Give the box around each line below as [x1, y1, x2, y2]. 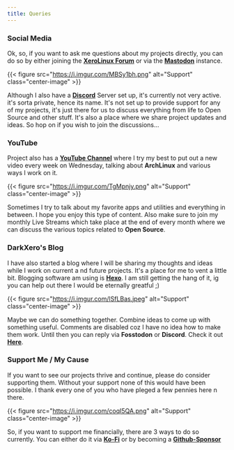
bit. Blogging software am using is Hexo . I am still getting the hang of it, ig [7, 273, 219, 282]
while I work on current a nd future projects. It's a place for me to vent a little [7, 266, 227, 274]
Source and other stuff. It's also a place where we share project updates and [7, 113, 227, 121]
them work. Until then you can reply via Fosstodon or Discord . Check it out [7, 330, 224, 338]
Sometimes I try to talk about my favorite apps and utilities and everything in [7, 203, 226, 211]
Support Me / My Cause [7, 355, 89, 365]
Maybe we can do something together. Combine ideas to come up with [7, 315, 211, 324]
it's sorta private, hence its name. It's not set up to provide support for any [7, 98, 221, 107]
